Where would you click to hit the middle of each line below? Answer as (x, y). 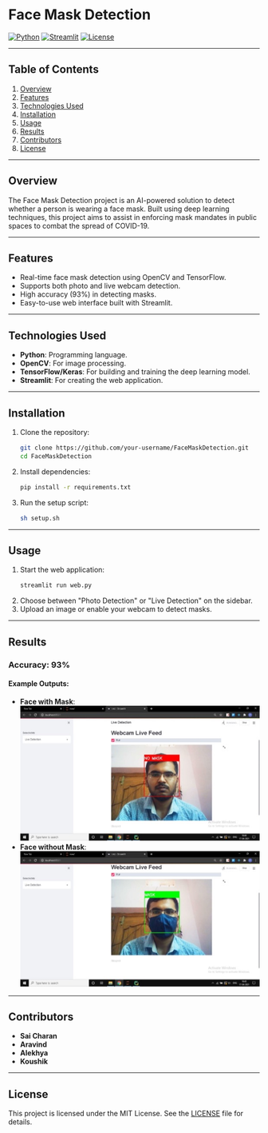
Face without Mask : (53, 847)
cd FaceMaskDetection (55, 456)
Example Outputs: (39, 684)
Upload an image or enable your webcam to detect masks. (116, 609)
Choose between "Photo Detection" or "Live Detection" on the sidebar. (136, 600)
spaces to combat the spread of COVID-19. (79, 225)
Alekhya (34, 1053)
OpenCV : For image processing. (73, 363)
